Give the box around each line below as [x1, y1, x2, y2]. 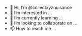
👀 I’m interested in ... [9, 10, 52, 16]
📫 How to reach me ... [9, 26, 56, 31]
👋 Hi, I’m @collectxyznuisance [9, 5, 72, 10]
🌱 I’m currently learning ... [9, 15, 63, 20]
